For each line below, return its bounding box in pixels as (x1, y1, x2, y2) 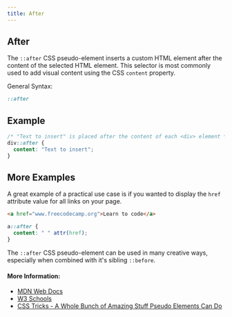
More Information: (7, 271, 61, 280)
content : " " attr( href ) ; (13, 230, 88, 237)
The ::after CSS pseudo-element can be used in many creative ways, (7, 248, 209, 257)
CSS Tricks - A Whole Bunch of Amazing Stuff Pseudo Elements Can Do (17, 302, 222, 310)
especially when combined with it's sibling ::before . (7, 255, 156, 264)
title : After (7, 10, 45, 17)
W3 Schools (17, 295, 52, 303)
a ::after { (7, 223, 39, 230)
